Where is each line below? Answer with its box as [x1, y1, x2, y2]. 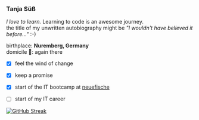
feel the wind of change [14, 60, 73, 67]
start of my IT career [14, 95, 66, 102]
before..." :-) [6, 31, 36, 38]
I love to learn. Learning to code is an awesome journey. [6, 18, 144, 25]
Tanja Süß [6, 5, 36, 13]
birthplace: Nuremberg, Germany [6, 42, 89, 49]
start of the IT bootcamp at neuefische [14, 83, 110, 90]
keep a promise [14, 72, 53, 79]
